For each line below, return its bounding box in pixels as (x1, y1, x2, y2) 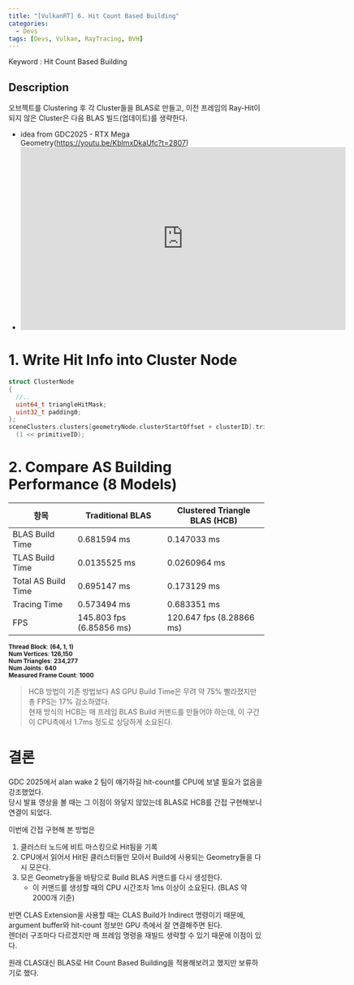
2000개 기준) (32, 892, 76, 902)
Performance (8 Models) (8, 475, 177, 494)
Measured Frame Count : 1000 (8, 671, 95, 679)
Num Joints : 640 (8, 664, 57, 672)
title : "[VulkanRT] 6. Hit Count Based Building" (8, 11, 180, 20)
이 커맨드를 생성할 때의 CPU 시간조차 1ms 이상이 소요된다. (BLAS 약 (32, 883, 248, 892)
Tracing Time (12, 598, 63, 610)
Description (8, 80, 69, 94)
